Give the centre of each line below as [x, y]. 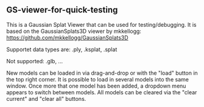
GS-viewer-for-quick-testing [62, 10]
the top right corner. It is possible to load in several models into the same [97, 79]
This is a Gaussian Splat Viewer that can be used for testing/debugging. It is [101, 24]
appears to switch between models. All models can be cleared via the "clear [102, 92]
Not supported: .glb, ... [34, 61]
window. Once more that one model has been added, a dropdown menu [96, 86]
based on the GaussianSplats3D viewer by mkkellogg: [74, 31]
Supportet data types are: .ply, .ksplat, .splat [62, 49]
